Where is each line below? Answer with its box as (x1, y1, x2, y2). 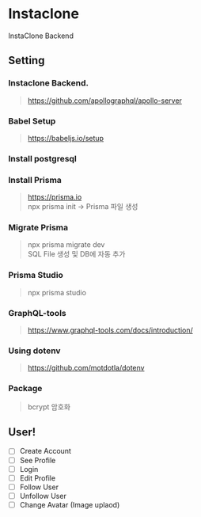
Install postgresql (8, 153, 77, 164)
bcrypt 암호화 (27, 401, 71, 412)
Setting (8, 54, 45, 67)
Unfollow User (19, 491, 67, 500)
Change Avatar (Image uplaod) (19, 500, 120, 509)
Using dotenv (8, 345, 61, 356)
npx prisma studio (27, 287, 87, 297)
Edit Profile (19, 473, 56, 483)
